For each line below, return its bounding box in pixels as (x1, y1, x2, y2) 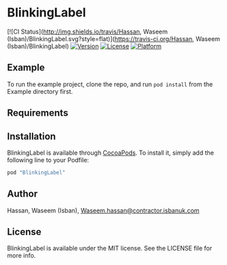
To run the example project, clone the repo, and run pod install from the (7, 80, 213, 88)
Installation (7, 130, 56, 142)
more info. (7, 251, 36, 260)
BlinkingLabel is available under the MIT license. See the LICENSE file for (7, 244, 213, 253)
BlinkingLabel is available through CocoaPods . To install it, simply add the (7, 149, 214, 157)
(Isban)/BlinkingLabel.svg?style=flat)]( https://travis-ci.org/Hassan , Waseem (7, 34, 221, 42)
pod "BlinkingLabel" (7, 169, 66, 176)
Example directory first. (7, 87, 73, 95)
